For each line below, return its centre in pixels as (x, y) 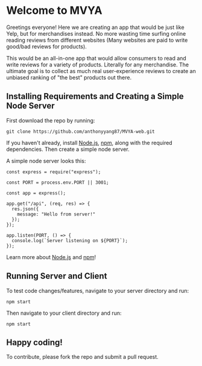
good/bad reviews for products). (47, 47)
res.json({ (25, 209)
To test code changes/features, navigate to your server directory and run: (98, 291)
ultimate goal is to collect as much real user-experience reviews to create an (101, 71)
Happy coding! (35, 342)
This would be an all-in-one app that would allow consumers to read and (96, 58)
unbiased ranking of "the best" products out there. (69, 77)
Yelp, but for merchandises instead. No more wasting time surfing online (96, 33)
